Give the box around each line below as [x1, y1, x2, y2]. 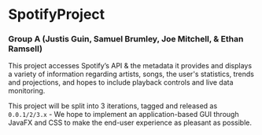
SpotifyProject [8, 5, 105, 24]
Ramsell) [8, 43, 43, 54]
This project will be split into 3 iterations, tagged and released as [8, 101, 218, 111]
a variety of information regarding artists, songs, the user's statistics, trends [8, 69, 254, 79]
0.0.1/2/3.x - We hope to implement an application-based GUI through [8, 110, 239, 119]
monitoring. [8, 86, 46, 96]
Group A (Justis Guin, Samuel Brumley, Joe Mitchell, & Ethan [8, 34, 244, 45]
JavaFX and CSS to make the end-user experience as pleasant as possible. [8, 118, 253, 127]
